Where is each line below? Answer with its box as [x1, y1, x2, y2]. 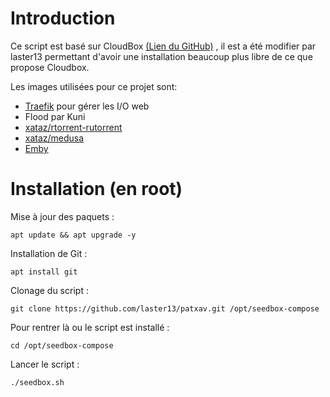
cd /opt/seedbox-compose [10, 340, 114, 351]
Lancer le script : [10, 358, 80, 370]
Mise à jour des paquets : [10, 210, 115, 222]
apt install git [10, 267, 78, 277]
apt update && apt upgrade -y [10, 230, 137, 240]
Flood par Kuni [24, 110, 86, 122]
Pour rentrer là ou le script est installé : [10, 321, 170, 333]
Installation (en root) [10, 178, 183, 201]
